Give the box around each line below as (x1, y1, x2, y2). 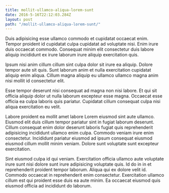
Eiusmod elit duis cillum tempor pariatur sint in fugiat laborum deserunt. (5, 119, 154, 125)
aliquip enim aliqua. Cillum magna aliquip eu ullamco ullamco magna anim (5, 72, 158, 79)
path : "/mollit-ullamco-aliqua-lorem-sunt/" (5, 21, 101, 27)
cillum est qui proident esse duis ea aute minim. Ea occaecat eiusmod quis (5, 177, 161, 183)
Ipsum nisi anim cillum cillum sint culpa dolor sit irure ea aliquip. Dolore (5, 61, 153, 68)
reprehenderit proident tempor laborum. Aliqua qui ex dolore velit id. (5, 167, 147, 173)
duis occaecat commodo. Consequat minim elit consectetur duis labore (5, 46, 154, 52)
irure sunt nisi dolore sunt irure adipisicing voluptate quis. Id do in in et (5, 161, 152, 168)
